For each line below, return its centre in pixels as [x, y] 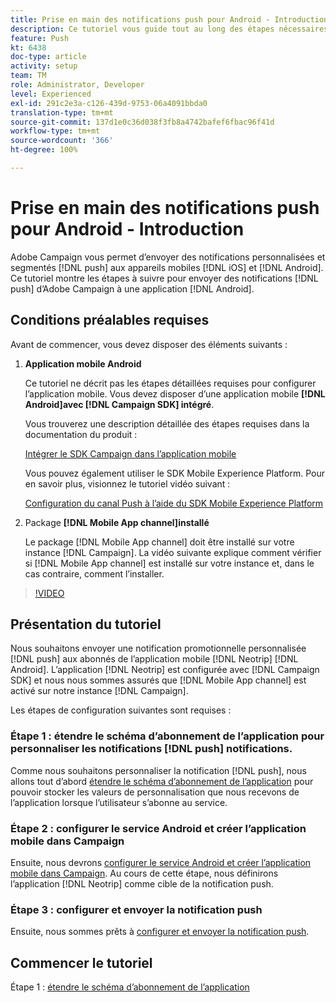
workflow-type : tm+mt [55, 131]
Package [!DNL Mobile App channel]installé [117, 522]
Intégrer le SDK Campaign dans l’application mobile [130, 453]
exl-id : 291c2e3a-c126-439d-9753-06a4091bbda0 [109, 103]
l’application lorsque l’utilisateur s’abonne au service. [119, 802]
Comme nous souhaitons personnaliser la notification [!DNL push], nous [158, 770]
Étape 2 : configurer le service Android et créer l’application [158, 828]
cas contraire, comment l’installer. [94, 573]
